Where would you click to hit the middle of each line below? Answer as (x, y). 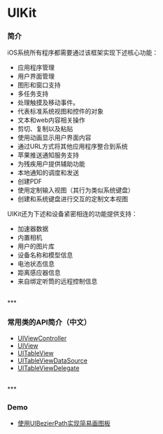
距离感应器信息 (39, 273)
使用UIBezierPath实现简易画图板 (64, 423)
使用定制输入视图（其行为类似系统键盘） (76, 190)
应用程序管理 (36, 67)
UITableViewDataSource (52, 360)
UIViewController (42, 338)
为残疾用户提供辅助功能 (51, 164)
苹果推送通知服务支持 (48, 155)
